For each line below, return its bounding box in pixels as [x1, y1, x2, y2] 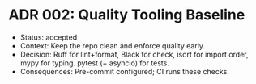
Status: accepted [19, 32, 78, 42]
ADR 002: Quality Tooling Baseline [8, 6, 245, 24]
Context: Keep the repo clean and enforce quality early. [19, 40, 205, 50]
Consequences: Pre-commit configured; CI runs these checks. [19, 66, 229, 76]
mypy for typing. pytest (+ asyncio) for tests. [19, 58, 170, 68]
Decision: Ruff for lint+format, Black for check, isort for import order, [19, 49, 249, 59]
